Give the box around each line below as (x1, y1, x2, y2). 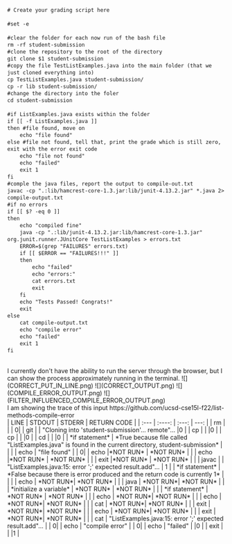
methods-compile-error (7, 411, 75, 419)
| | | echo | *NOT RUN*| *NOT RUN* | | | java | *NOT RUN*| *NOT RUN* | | (7, 477, 225, 486)
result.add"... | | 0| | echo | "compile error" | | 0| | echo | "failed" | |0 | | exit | (7, 522, 224, 530)
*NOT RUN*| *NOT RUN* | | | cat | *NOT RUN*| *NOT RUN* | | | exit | (7, 500, 211, 508)
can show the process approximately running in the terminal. (7, 374, 180, 382)
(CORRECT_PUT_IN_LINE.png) (7, 381, 93, 390)
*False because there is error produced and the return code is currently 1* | (7, 470, 224, 478)
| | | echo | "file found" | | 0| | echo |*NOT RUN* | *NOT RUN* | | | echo (7, 448, 213, 456)
